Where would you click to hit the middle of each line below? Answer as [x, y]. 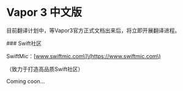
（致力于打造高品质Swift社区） [45, 69]
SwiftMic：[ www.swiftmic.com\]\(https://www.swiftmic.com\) [84, 56]
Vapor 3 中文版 [44, 12]
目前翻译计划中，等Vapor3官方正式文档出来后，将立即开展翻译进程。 [93, 30]
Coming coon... [26, 81]
